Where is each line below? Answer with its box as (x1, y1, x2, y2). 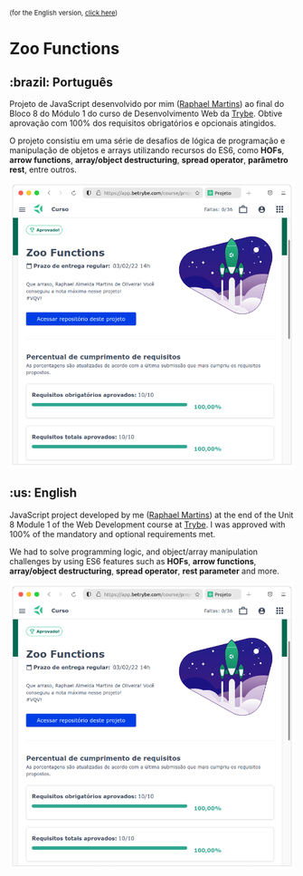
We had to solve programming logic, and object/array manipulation (9, 546, 259, 557)
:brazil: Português (9, 74, 113, 90)
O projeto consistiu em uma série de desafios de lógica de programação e (9, 135, 286, 146)
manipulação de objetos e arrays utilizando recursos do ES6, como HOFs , (9, 145, 285, 156)
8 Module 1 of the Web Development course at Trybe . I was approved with (9, 519, 286, 530)
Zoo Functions (9, 39, 120, 59)
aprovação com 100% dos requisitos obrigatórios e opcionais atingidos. (9, 118, 277, 129)
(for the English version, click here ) (9, 8, 118, 17)
